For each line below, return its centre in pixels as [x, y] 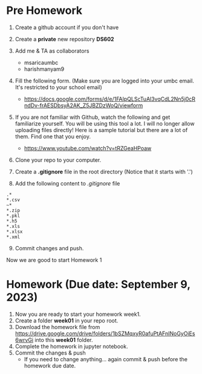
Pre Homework [44, 11]
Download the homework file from [57, 327]
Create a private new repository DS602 [64, 39]
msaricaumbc [41, 62]
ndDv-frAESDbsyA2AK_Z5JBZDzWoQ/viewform [83, 105]
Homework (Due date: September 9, [98, 285]
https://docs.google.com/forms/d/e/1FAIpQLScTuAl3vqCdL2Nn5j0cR [109, 99]
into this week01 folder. [64, 339]
